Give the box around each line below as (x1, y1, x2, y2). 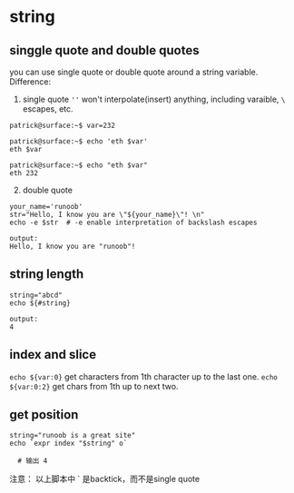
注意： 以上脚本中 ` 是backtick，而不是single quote (9, 474, 201, 485)
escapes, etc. (22, 104, 74, 114)
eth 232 (9, 169, 39, 178)
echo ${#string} (9, 298, 71, 308)
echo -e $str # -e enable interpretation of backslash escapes (9, 218, 258, 227)
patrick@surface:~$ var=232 (9, 121, 116, 130)
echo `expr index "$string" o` (9, 439, 128, 449)
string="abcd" (9, 291, 64, 300)
